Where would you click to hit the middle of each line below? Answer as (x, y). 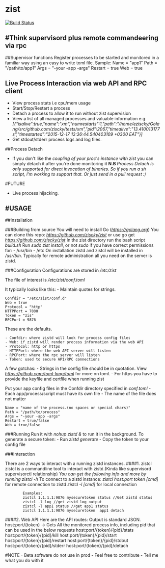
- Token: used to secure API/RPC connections (52, 360)
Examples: (33, 493)
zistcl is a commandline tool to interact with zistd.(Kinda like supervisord (78, 469)
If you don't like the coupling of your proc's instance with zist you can (83, 158)
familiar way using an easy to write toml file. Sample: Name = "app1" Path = (81, 63)
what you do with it (24, 561)
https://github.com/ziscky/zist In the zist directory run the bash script (75, 240)
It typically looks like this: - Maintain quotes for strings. (61, 289)
